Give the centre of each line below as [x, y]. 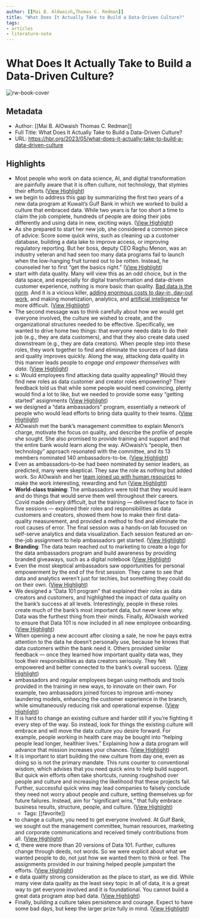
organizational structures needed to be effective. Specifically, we [94, 324]
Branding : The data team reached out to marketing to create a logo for [101, 546]
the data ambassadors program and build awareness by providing [96, 553]
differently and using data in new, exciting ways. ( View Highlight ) [94, 222]
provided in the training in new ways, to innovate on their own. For [96, 686]
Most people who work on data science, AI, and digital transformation [100, 178]
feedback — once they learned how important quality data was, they [99, 654]
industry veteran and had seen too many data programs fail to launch [99, 254]
